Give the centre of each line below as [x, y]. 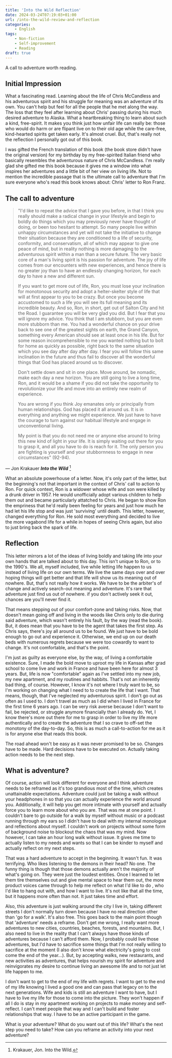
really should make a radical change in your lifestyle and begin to [86, 216]
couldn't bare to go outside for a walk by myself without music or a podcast [85, 815]
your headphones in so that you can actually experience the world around [83, 799]
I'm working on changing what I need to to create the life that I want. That [83, 690]
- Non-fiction [29, 39]
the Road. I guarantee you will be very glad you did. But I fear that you [91, 313]
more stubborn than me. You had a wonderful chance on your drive [89, 324]
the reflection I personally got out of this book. [54, 139]
